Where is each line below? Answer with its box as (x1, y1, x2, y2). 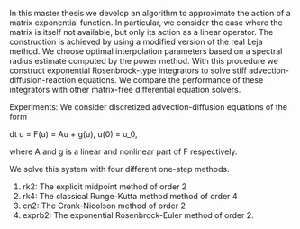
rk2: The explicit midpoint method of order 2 (22, 181, 187, 192)
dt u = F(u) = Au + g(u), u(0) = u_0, (9, 129, 138, 139)
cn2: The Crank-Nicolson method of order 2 (22, 200, 186, 211)
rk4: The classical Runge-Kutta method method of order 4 (22, 191, 238, 201)
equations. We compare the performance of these (77, 75, 264, 85)
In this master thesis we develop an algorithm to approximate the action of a (9, 8, 291, 18)
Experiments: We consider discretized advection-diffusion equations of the (9, 102, 288, 112)
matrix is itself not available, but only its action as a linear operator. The (9, 27, 274, 37)
